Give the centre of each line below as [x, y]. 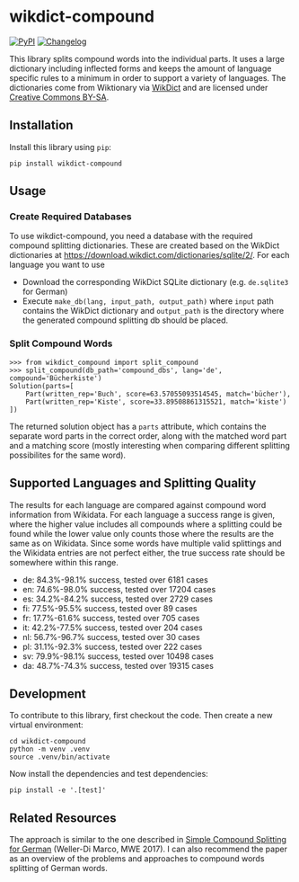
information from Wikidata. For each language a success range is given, [142, 514]
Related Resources [63, 818]
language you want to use [57, 265]
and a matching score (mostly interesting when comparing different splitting [149, 445]
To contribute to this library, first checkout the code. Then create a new [141, 716]
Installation [41, 125]
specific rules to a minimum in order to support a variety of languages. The [148, 77]
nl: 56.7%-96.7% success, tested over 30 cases [111, 637]
